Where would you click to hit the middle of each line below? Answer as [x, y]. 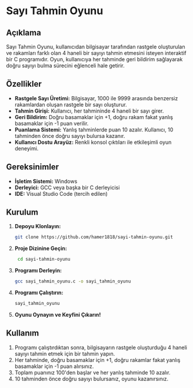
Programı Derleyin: [38, 271]
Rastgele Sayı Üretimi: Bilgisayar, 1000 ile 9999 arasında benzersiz [96, 98]
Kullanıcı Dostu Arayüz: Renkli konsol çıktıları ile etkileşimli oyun [93, 142]
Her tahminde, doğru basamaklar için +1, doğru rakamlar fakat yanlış [97, 360]
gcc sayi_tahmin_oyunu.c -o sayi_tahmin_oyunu [73, 281]
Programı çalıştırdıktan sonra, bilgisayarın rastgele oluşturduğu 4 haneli [101, 347]
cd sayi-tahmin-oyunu [44, 259]
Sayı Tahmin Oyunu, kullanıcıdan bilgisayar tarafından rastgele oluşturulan [96, 47]
